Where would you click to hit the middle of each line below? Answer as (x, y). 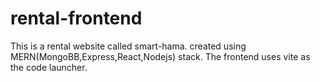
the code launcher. (49, 67)
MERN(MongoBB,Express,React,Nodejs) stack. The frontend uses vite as (160, 56)
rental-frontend (76, 18)
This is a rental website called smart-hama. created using (128, 46)
